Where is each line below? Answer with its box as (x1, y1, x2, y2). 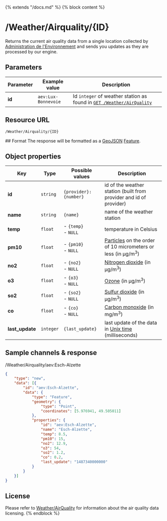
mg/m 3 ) (104, 310, 123, 318)
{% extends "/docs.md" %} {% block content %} (5, 4, 105, 10)
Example (42, 78, 64, 85)
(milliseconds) (104, 332, 138, 339)
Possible (71, 167, 92, 174)
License (5, 492, 30, 500)
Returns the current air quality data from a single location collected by (5, 38, 148, 44)
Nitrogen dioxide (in (104, 259, 151, 266)
